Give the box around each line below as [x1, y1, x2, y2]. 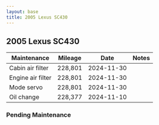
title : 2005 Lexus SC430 [6, 14, 68, 20]
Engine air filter [9, 74, 52, 82]
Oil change [9, 93, 40, 101]
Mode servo [9, 83, 43, 92]
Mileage [58, 54, 82, 62]
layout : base [6, 8, 39, 15]
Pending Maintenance [6, 111, 71, 119]
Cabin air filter [9, 64, 49, 72]
